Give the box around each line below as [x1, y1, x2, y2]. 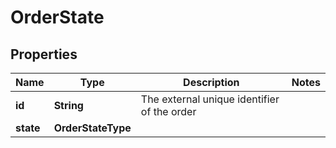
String [53, 99, 84, 112]
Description [183, 76, 240, 89]
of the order [140, 105, 197, 118]
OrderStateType [53, 121, 132, 135]
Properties [10, 46, 78, 63]
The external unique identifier [140, 92, 280, 106]
